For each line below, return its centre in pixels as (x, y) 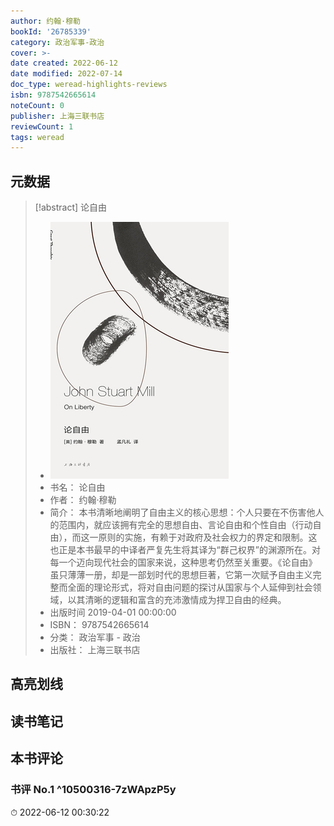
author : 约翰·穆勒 (46, 21)
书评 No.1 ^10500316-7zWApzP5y (93, 790)
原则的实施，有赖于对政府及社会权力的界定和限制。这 (208, 537)
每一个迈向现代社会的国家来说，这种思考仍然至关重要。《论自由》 (183, 562)
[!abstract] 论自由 (71, 207)
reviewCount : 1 (42, 126)
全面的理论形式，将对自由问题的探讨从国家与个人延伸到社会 (190, 587)
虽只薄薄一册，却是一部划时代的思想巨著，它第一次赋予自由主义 (181, 575)
